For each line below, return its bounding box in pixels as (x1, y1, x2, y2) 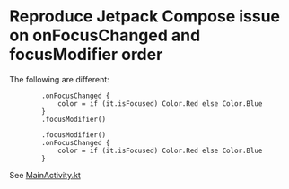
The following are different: (9, 73, 109, 84)
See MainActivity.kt (9, 169, 81, 180)
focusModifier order (9, 45, 163, 64)
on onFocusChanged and (9, 25, 201, 46)
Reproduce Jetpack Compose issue (9, 6, 281, 27)
